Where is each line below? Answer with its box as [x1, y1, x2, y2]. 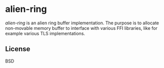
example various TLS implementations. [5, 30, 85, 36]
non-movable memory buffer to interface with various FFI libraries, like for [5, 25, 157, 31]
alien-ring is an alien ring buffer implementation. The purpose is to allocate [5, 20, 159, 26]
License [5, 45, 30, 53]
